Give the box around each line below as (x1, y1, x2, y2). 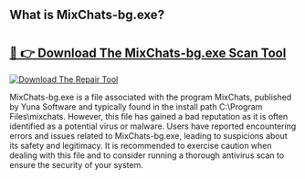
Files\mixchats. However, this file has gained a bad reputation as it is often (9, 111, 289, 121)
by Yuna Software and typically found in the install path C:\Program (9, 101, 263, 112)
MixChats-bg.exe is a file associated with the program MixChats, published (9, 91, 292, 102)
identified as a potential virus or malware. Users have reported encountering (9, 121, 297, 132)
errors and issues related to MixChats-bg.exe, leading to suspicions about (9, 131, 288, 141)
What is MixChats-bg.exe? (9, 7, 165, 23)
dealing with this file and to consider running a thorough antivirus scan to (9, 150, 285, 161)
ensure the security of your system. (9, 160, 144, 170)
